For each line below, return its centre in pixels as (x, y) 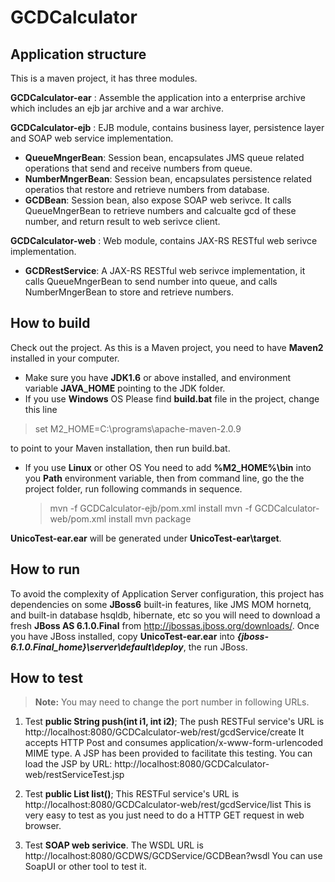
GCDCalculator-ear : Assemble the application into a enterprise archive (158, 97)
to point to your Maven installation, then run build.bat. (120, 448)
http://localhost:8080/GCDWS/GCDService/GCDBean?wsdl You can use (173, 856)
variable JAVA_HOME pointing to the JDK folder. (125, 388)
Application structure (78, 54)
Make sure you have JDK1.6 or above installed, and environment (158, 377)
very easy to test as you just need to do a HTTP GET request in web (164, 815)
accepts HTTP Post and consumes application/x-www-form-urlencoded (174, 743)
